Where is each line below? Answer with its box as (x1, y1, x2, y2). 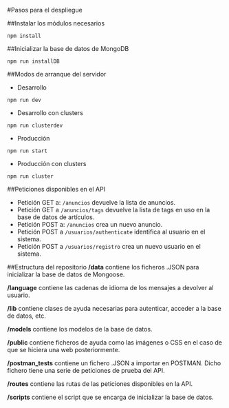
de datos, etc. (7, 312, 46, 320)
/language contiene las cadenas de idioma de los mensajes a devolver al (7, 284, 214, 292)
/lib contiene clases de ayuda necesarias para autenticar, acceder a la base (7, 305, 221, 312)
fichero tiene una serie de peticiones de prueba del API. (7, 367, 165, 374)
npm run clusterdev (7, 122, 63, 129)
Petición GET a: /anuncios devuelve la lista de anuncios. (17, 198, 176, 206)
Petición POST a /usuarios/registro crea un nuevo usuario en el (17, 243, 201, 250)
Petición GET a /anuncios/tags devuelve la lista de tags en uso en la (17, 206, 210, 214)
